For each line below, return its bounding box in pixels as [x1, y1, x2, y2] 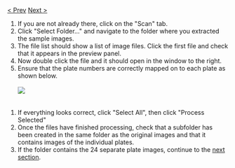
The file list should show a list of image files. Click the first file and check [17, 42, 229, 50]
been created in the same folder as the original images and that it [17, 131, 206, 139]
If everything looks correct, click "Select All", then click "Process [17, 108, 205, 116]
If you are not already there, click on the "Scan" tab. [17, 20, 168, 27]
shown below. [17, 71, 58, 80]
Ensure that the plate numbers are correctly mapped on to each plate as [17, 64, 226, 72]
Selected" [17, 115, 47, 124]
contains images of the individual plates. [17, 138, 135, 146]
